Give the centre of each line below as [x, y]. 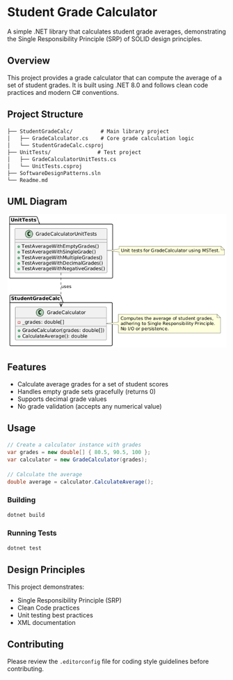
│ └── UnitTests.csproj [45, 166]
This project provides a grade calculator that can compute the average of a [115, 77]
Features [27, 367]
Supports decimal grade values [62, 399]
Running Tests [32, 533]
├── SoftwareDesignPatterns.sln [54, 173]
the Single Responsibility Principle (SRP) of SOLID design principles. [105, 38]
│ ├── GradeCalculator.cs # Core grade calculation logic [101, 138]
